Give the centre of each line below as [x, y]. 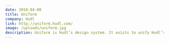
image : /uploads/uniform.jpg [36, 28]
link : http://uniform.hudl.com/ [39, 23]
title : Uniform [21, 14]
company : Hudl [20, 19]
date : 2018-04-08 [23, 10]
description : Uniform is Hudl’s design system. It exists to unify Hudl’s [85, 33]
